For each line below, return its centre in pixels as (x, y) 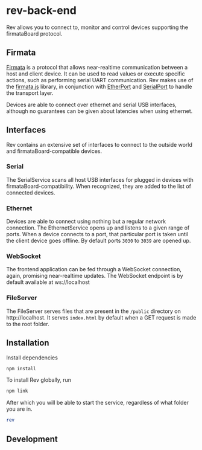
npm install (21, 368)
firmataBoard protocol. (34, 33)
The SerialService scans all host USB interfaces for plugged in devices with (100, 179)
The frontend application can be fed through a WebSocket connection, (94, 269)
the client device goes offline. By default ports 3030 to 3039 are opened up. (99, 241)
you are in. (19, 409)
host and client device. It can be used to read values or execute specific (96, 74)
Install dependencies (32, 358)
